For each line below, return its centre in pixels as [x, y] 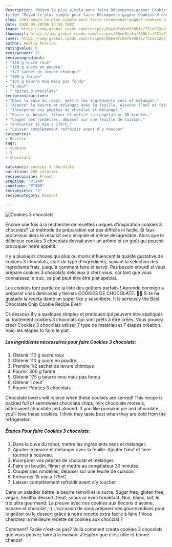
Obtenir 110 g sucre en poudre [45, 360]
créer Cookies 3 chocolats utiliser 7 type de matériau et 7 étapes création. [83, 325]
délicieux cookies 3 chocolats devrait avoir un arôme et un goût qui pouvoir [85, 241]
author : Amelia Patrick [31, 44]
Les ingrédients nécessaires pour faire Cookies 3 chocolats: [71, 342]
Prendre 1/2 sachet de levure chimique [53, 366]
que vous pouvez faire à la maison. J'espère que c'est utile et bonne [77, 534]
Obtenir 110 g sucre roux [38, 355]
